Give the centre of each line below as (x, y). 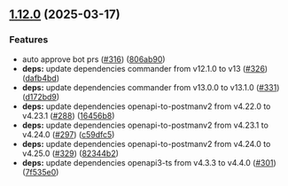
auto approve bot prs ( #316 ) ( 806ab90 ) (93, 59)
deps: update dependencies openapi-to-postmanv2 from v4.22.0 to (146, 106)
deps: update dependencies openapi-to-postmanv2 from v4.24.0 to (146, 143)
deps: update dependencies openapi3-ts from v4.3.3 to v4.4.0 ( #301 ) (149, 162)
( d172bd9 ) (41, 97)
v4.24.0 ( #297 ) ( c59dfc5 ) (68, 134)
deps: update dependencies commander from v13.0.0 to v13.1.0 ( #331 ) (151, 87)
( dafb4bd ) (41, 78)
